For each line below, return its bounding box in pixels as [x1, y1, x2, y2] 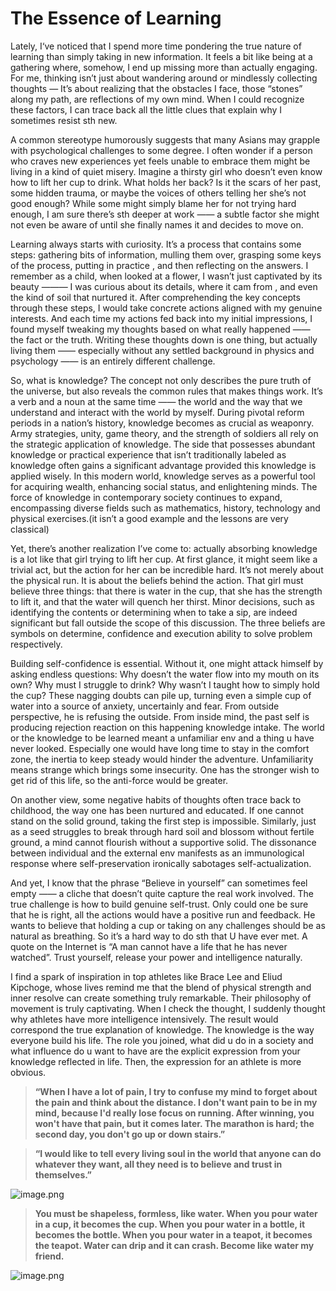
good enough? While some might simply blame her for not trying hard [10, 197, 297, 209]
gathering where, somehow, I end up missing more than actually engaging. [10, 61, 318, 73]
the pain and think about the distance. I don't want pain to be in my [34, 1096, 318, 1108]
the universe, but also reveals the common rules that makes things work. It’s [10, 385, 324, 397]
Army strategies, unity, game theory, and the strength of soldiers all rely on [10, 427, 319, 439]
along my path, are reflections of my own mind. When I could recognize [10, 93, 305, 105]
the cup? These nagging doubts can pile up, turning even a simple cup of [10, 689, 312, 701]
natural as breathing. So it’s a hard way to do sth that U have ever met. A [10, 930, 308, 942]
